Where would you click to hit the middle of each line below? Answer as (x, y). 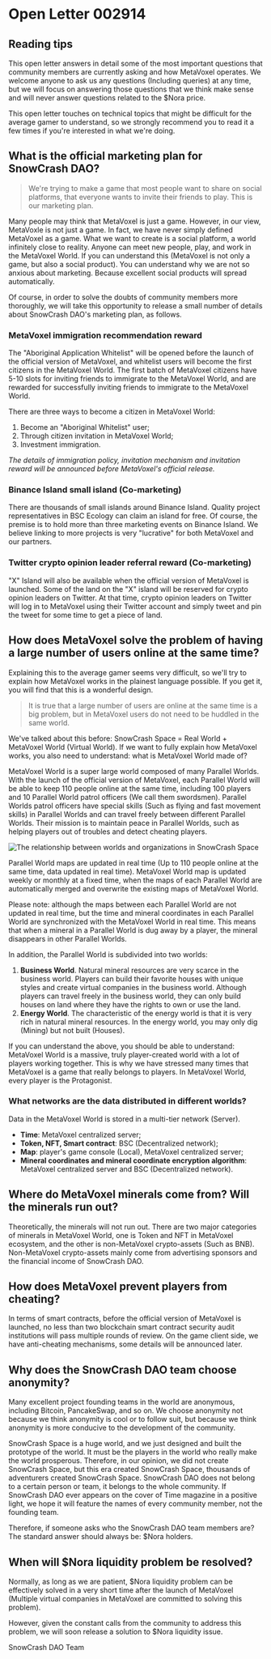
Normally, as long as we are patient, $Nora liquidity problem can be (121, 1582)
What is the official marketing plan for (106, 156)
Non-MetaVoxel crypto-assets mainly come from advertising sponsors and (133, 1253)
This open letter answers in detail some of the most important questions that (135, 63)
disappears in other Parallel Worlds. (68, 938)
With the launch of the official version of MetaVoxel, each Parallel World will (134, 780)
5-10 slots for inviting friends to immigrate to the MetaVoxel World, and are (132, 379)
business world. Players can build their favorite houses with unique (132, 978)
